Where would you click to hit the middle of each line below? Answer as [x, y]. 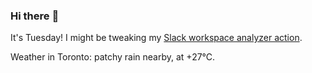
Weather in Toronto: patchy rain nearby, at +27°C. [113, 57]
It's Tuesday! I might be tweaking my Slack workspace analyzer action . [156, 38]
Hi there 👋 [35, 16]
